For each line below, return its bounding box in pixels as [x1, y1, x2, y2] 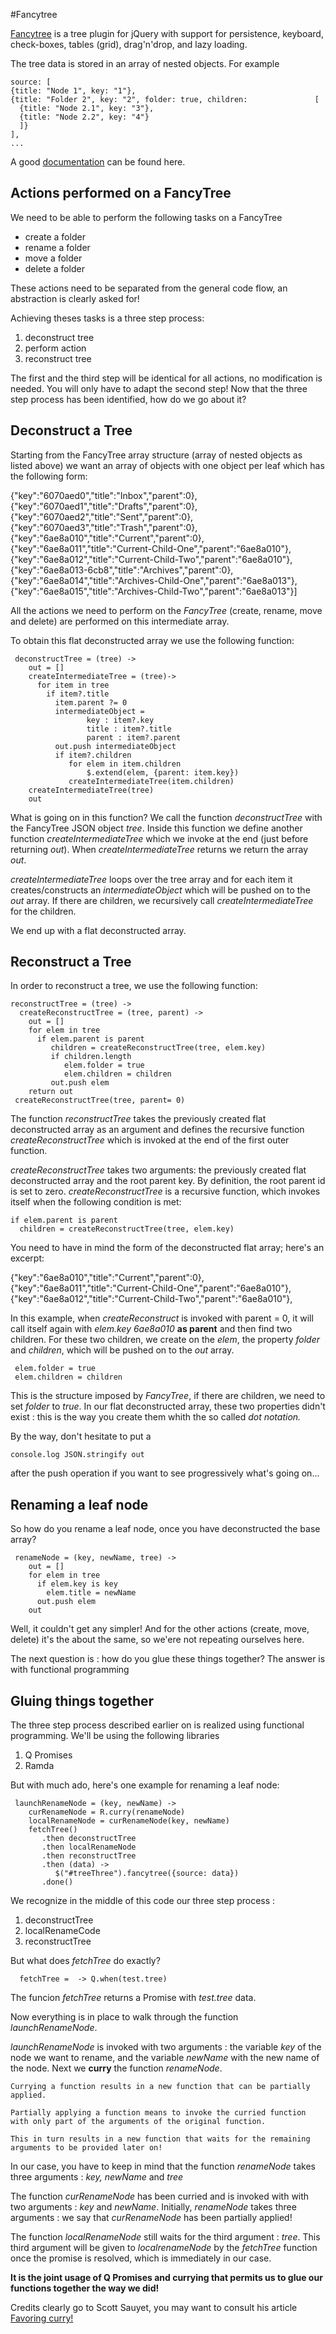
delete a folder [24, 262, 85, 274]
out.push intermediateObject [54, 741, 177, 751]
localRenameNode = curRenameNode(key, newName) [28, 1816, 230, 1826]
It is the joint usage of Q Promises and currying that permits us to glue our [10, 2272, 323, 2284]
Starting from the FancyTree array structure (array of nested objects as [10, 449, 303, 461]
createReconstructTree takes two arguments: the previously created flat [10, 1164, 307, 1176]
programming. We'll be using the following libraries [10, 1730, 220, 1742]
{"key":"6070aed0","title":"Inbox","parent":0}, [10, 489, 198, 501]
